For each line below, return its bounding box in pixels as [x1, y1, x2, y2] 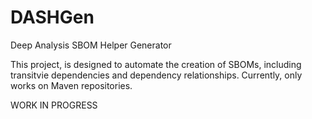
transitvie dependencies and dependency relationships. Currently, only [10, 69, 303, 81]
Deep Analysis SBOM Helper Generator [10, 39, 172, 51]
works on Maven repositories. [10, 79, 133, 91]
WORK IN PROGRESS [10, 99, 98, 111]
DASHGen [10, 6, 95, 29]
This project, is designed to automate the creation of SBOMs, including [10, 58, 302, 70]
